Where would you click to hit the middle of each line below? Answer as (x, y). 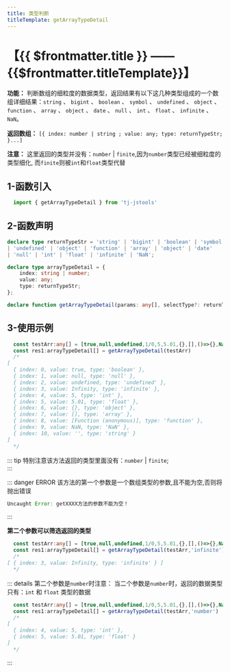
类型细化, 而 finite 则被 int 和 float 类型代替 (66, 163)
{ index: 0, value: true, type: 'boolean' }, (79, 370)
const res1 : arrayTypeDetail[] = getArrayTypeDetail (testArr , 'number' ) (116, 611)
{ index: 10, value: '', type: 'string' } (75, 433)
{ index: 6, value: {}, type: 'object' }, (75, 408)
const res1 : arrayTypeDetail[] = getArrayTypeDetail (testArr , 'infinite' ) (119, 550)
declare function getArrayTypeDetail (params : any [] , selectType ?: (104, 305)
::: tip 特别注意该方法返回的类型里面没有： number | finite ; (88, 460)
